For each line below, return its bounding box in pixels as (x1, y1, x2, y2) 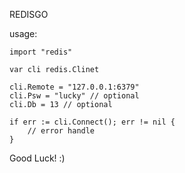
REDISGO (9, 9, 49, 20)
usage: (9, 28, 38, 39)
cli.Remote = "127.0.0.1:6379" (9, 82, 140, 92)
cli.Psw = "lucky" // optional (9, 91, 140, 101)
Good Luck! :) (9, 152, 66, 164)
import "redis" (9, 47, 73, 57)
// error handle (27, 126, 96, 136)
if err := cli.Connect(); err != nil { (9, 117, 176, 127)
